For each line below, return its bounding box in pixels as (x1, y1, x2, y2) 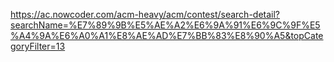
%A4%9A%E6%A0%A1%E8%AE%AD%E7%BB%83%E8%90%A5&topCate (10, 30, 324, 41)
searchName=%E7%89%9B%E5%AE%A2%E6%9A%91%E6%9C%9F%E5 (10, 19, 321, 31)
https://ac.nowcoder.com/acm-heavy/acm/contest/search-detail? (10, 9, 281, 20)
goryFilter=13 (10, 40, 66, 52)
